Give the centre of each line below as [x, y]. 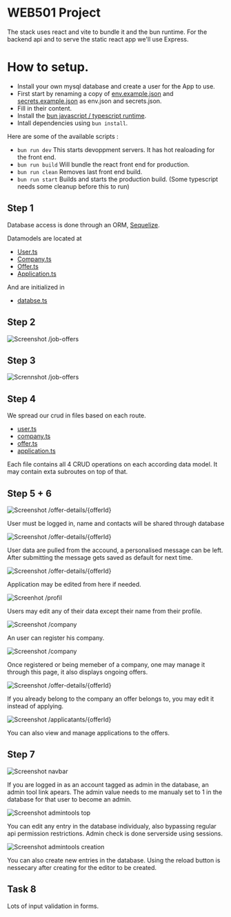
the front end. [37, 157]
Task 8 [22, 889]
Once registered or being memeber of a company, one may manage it [106, 664]
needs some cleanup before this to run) [73, 186]
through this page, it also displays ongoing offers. [78, 672]
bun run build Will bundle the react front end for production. [103, 164]
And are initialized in [36, 287]
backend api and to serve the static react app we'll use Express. [98, 39]
